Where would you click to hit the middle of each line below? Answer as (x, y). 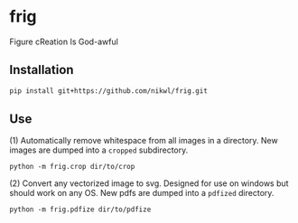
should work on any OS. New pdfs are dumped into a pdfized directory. (142, 193)
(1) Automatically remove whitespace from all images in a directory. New (144, 141)
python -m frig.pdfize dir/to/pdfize (80, 209)
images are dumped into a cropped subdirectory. (99, 150)
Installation (42, 70)
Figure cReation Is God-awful (64, 42)
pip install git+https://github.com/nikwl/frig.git (108, 91)
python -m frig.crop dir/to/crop (72, 167)
